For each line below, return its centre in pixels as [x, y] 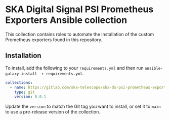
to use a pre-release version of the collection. [53, 112]
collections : [19, 82]
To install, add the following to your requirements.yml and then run [74, 68]
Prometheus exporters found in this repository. [54, 40]
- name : [18, 87]
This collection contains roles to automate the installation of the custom [80, 34]
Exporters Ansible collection [66, 20]
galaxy [12, 74]
